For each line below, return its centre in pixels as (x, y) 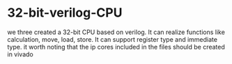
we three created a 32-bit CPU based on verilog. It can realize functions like (116, 32)
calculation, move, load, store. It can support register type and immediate (113, 39)
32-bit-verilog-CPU (65, 13)
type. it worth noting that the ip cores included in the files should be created (116, 47)
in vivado (20, 54)
